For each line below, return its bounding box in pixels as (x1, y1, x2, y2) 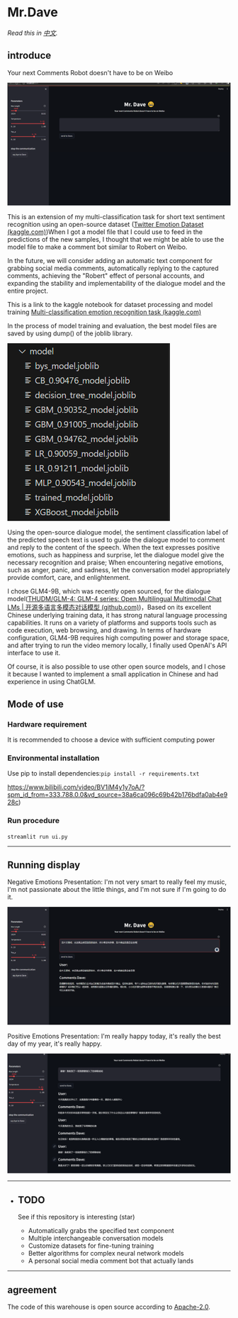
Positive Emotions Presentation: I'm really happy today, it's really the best (7, 1032, 221, 1040)
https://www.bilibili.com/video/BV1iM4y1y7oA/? (7, 783, 145, 791)
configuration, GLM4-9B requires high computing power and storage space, (7, 634, 229, 642)
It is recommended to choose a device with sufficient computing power (7, 735, 215, 744)
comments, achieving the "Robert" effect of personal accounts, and (7, 272, 205, 280)
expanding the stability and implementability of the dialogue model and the (7, 279, 225, 288)
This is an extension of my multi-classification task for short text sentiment (7, 213, 225, 221)
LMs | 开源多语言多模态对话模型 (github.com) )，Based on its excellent (7, 603, 212, 612)
